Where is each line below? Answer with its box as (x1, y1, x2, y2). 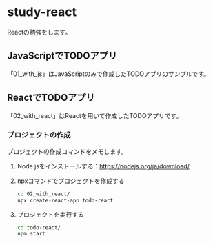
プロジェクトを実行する (17, 210, 84, 218)
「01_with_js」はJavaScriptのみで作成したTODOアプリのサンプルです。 (7, 70, 210, 78)
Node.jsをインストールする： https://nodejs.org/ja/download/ (17, 162, 190, 170)
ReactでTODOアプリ (7, 92, 95, 104)
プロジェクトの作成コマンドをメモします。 (7, 147, 128, 155)
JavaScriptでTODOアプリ (7, 50, 117, 62)
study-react (7, 4, 77, 20)
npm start (17, 231, 46, 237)
